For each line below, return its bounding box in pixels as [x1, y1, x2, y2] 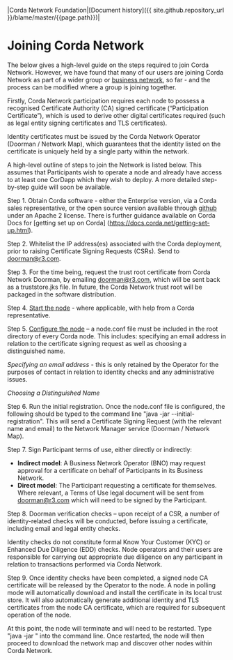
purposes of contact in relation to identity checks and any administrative [7, 368, 215, 376]
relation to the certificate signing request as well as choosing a [7, 339, 187, 347]
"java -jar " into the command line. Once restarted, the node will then [7, 631, 204, 640]
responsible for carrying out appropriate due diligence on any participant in [7, 553, 223, 561]
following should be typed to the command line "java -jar [7, 410, 170, 418]
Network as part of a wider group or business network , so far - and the [7, 75, 211, 84]
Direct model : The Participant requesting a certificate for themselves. [17, 481, 217, 489]
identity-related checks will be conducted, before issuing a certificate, [7, 516, 209, 525]
